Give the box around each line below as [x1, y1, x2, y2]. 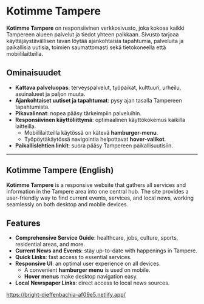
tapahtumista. [15, 103, 50, 110]
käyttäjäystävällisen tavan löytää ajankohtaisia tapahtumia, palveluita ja [6, 37, 184, 44]
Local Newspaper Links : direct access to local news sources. [15, 279, 170, 286]
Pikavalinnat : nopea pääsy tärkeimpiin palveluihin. [15, 109, 141, 117]
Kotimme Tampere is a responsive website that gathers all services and [6, 181, 186, 189]
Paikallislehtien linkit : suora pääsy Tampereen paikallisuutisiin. [15, 141, 173, 149]
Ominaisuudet [6, 68, 61, 78]
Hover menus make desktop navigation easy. [24, 273, 138, 280]
